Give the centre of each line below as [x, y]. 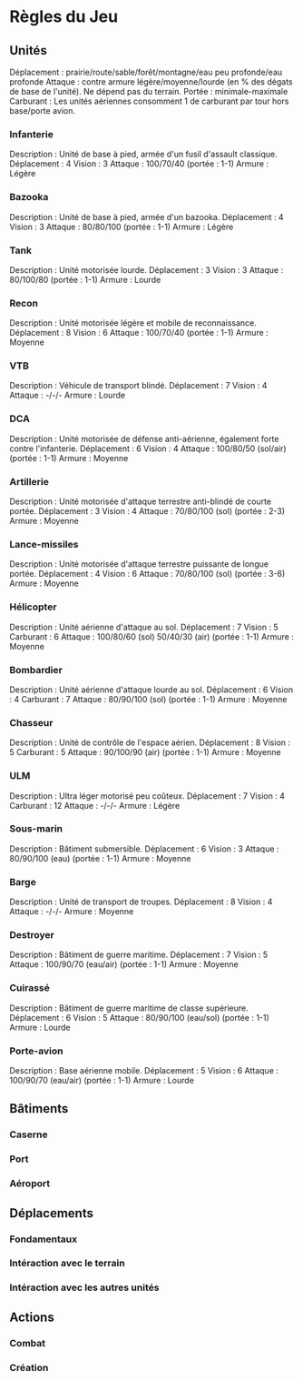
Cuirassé [29, 988]
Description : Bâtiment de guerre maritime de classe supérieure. [129, 1008]
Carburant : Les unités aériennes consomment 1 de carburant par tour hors [149, 101]
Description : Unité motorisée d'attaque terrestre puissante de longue [139, 564]
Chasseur [31, 722]
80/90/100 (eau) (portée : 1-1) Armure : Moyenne [100, 858]
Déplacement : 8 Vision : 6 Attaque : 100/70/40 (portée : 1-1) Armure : [139, 333]
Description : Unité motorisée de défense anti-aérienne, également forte [144, 438]
